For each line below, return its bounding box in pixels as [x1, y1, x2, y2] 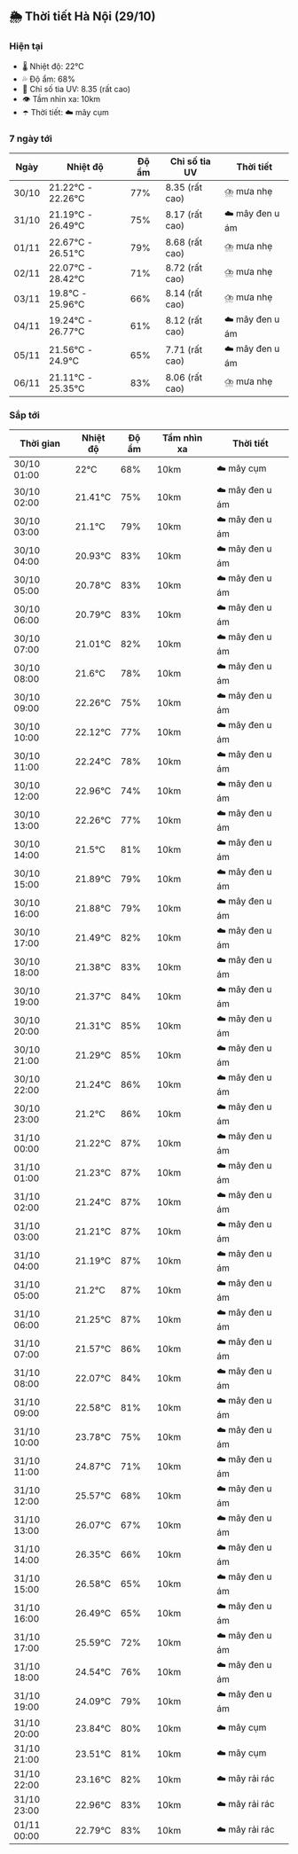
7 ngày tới [9, 132, 53, 145]
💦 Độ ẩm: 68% [21, 74, 75, 84]
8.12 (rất [165, 315, 202, 327]
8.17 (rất [165, 208, 202, 221]
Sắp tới [9, 409, 40, 421]
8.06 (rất [165, 371, 202, 383]
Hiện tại [9, 40, 43, 52]
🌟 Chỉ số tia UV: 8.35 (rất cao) [21, 83, 131, 94]
